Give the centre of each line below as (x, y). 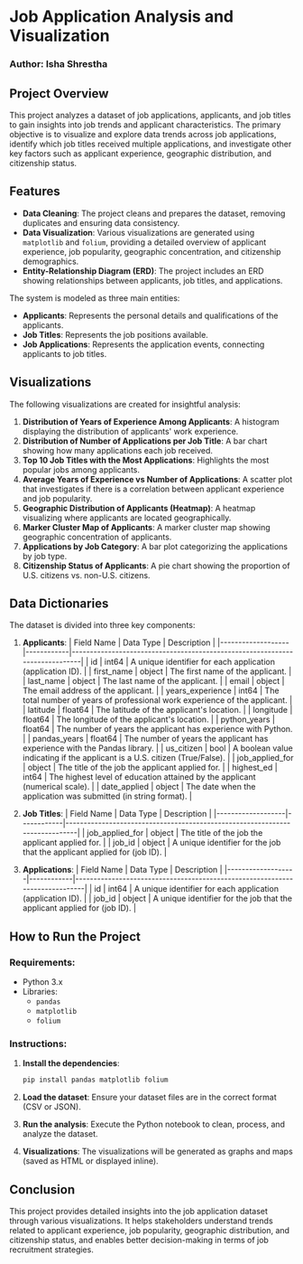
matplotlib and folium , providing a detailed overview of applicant (144, 242)
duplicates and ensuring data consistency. (101, 222)
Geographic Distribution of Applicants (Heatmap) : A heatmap (139, 508)
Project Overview (59, 94)
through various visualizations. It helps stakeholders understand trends (141, 1221)
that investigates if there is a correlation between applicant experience (153, 489)
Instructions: (38, 1044)
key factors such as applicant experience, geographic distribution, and (141, 153)
